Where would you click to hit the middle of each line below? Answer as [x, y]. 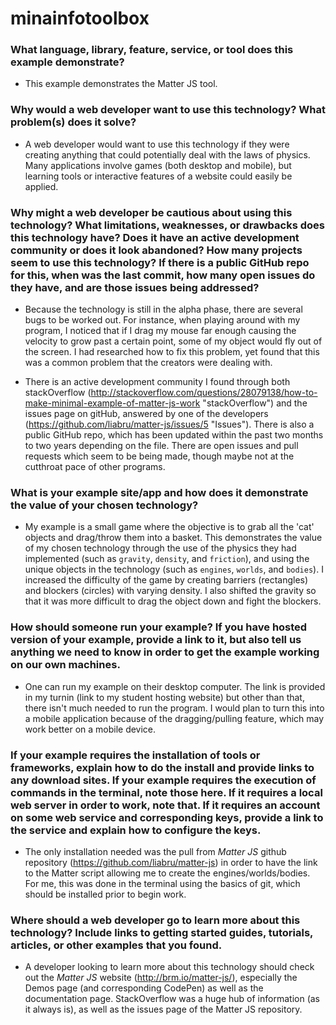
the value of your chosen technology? [104, 505]
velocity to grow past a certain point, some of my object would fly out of [173, 341]
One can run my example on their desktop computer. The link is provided [175, 686]
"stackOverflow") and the [255, 403]
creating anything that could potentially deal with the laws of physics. [167, 154]
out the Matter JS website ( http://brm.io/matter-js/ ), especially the [161, 978]
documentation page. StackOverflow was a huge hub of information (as [172, 999]
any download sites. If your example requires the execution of [163, 780]
